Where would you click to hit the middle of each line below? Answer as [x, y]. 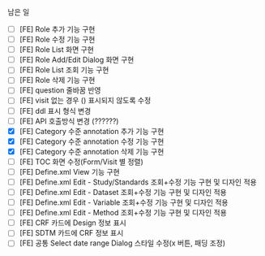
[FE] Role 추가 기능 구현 [57, 29]
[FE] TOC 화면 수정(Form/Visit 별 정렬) [81, 162]
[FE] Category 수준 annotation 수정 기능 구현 [92, 141]
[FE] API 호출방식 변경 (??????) [69, 121]
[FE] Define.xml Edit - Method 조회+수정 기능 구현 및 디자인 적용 [123, 213]
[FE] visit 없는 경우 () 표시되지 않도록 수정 [85, 101]
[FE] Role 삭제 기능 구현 [57, 80]
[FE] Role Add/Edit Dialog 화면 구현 [77, 60]
